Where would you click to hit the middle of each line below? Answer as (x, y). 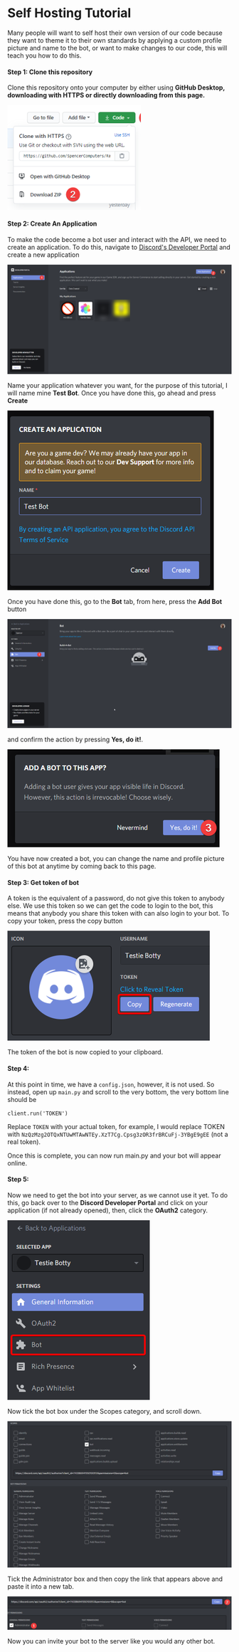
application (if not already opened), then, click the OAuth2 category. (108, 1210)
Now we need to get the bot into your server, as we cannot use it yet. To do (118, 1195)
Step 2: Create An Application (52, 224)
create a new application (43, 255)
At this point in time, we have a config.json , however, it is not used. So (111, 1084)
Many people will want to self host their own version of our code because (115, 33)
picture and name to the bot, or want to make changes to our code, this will (117, 48)
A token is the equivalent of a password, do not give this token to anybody (116, 899)
